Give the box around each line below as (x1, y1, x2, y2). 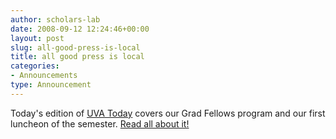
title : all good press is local (10, 52, 145, 62)
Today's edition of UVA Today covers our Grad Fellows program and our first (10, 107, 326, 119)
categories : (10, 61, 60, 71)
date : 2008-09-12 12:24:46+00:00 (10, 24, 150, 34)
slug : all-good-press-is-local (10, 42, 141, 53)
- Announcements (10, 71, 78, 81)
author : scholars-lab (10, 14, 101, 25)
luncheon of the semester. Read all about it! (10, 117, 190, 130)
